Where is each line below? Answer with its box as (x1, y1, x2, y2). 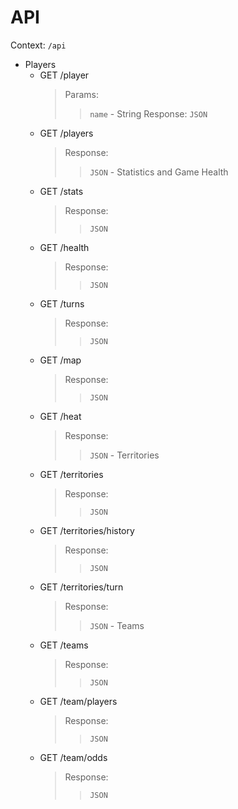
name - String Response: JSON (89, 107, 208, 120)
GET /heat (39, 410, 82, 422)
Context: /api (10, 39, 67, 51)
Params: (64, 88, 100, 100)
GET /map (39, 354, 82, 366)
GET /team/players (39, 695, 118, 707)
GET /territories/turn (39, 581, 124, 593)
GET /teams (39, 639, 89, 651)
